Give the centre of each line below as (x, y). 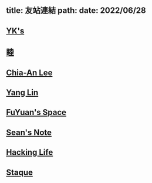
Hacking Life (30, 152)
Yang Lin (22, 92)
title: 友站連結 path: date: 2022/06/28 (76, 11)
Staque (20, 172)
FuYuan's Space (36, 112)
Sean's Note (29, 132)
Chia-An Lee (29, 72)
